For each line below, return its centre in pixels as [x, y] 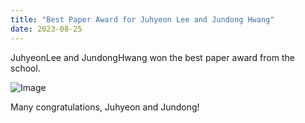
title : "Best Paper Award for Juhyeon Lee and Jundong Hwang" [142, 19]
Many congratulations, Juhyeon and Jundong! [105, 107]
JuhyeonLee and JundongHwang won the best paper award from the [152, 57]
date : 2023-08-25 [46, 29]
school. [25, 68]
